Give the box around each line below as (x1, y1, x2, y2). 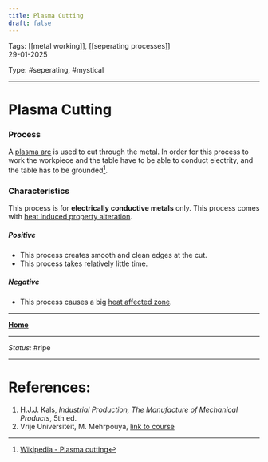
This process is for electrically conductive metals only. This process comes (8, 203, 260, 212)
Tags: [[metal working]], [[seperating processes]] (8, 41, 171, 50)
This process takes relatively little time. (19, 259, 148, 268)
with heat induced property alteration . (8, 211, 133, 221)
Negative (8, 277, 40, 286)
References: (8, 378, 91, 397)
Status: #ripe (8, 342, 51, 352)
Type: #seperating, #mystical (8, 65, 104, 74)
